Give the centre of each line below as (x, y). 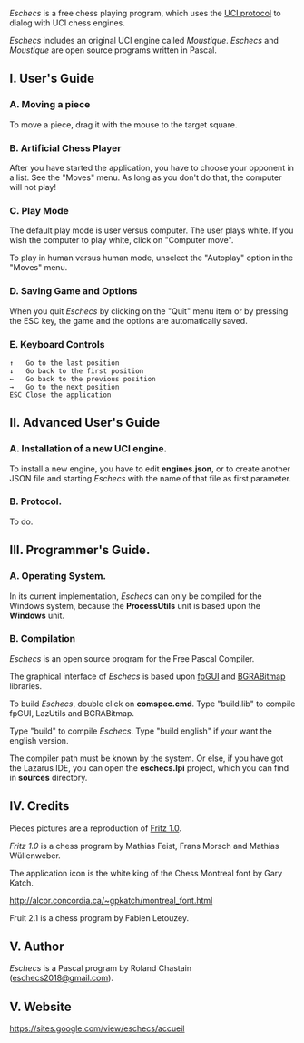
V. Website (40, 1006)
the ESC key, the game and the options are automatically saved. (128, 320)
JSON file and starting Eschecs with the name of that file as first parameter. (151, 478)
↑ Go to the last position (64, 363)
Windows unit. (37, 615)
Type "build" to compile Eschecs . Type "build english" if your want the (141, 731)
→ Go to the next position (64, 387)
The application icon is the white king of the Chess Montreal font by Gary (146, 873)
